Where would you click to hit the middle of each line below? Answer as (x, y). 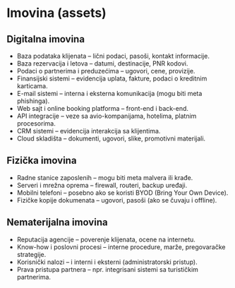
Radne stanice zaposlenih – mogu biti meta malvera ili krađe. (105, 177)
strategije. (31, 254)
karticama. (32, 86)
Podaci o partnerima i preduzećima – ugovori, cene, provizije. (106, 71)
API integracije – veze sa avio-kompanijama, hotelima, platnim (107, 116)
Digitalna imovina (46, 39)
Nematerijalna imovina (57, 223)
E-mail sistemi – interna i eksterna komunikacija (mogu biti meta (109, 94)
